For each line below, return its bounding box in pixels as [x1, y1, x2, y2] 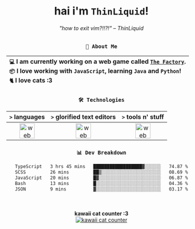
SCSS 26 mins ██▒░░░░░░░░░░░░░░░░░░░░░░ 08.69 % [14, 169, 188, 175]
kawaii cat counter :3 [74, 210, 129, 217]
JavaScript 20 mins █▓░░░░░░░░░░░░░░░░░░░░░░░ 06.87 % [14, 175, 188, 181]
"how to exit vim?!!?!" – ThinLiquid [59, 24, 144, 31]
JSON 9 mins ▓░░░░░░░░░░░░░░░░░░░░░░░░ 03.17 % [14, 186, 188, 192]
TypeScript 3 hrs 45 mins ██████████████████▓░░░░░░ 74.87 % [14, 164, 188, 170]
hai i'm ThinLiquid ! [54, 4, 149, 18]
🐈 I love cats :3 [9, 76, 53, 84]
